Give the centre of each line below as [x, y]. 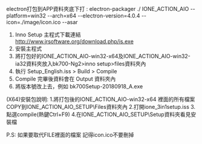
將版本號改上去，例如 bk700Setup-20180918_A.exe [79, 86]
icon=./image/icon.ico [34, 22]
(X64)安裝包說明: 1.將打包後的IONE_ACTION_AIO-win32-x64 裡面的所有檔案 [101, 99]
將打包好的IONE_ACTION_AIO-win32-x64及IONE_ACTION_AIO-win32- [103, 56]
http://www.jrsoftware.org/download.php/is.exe [74, 41]
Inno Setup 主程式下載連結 [48, 34]
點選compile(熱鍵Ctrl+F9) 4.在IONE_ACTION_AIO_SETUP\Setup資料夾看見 [99, 114]
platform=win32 [26, 16]
